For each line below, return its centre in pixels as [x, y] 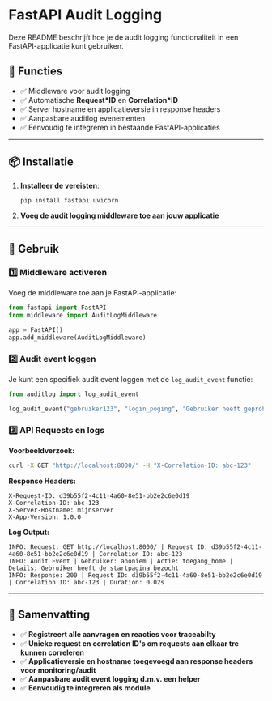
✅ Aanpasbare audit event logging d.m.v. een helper [110, 678]
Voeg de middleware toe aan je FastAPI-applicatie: [93, 293]
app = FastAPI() [36, 329]
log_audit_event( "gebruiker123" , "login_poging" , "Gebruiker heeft [125, 409]
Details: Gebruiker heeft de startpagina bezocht [94, 568]
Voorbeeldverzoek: [42, 450]
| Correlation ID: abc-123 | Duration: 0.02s [86, 582]
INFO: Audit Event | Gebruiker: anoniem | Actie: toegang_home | [121, 561]
